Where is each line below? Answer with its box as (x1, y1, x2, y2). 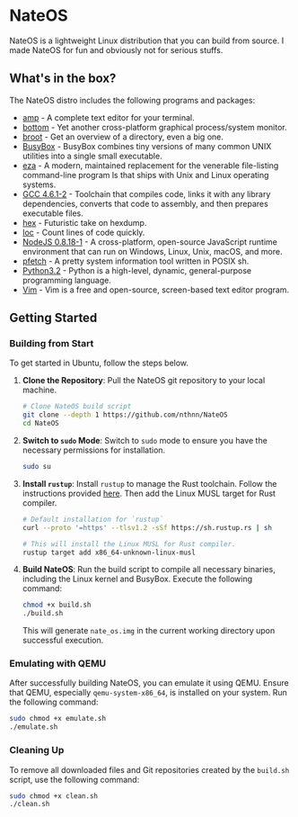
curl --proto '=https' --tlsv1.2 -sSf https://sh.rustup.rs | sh (22, 523, 272, 532)
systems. (22, 179, 57, 190)
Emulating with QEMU (9, 658, 107, 670)
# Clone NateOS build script (22, 402, 132, 411)
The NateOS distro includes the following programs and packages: (9, 94, 256, 105)
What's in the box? (9, 71, 117, 86)
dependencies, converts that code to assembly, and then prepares (22, 198, 269, 209)
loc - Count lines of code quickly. (22, 227, 145, 238)
